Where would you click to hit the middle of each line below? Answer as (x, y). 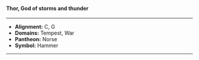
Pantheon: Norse (36, 39)
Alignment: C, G (35, 27)
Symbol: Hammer (36, 46)
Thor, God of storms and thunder (47, 8)
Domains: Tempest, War (44, 33)
